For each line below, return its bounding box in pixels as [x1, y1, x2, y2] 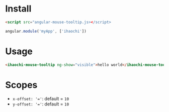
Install [5, 3, 32, 15]
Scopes [5, 79, 38, 90]
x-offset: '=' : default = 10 [12, 96, 69, 102]
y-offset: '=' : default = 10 [12, 101, 69, 107]
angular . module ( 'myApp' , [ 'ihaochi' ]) [5, 29, 87, 34]
